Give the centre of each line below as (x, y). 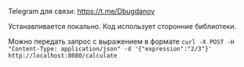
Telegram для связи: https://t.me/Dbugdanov (82, 11)
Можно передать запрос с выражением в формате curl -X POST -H (121, 41)
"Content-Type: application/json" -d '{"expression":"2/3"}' (110, 49)
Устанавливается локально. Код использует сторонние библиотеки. (122, 26)
